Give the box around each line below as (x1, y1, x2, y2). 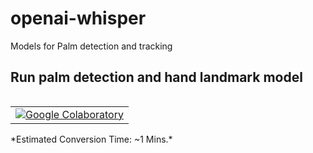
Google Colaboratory (25, 107, 124, 121)
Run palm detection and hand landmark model (10, 69, 303, 86)
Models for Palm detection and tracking (10, 40, 173, 52)
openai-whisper (10, 7, 147, 30)
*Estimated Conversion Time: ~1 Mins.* (10, 133, 173, 145)
